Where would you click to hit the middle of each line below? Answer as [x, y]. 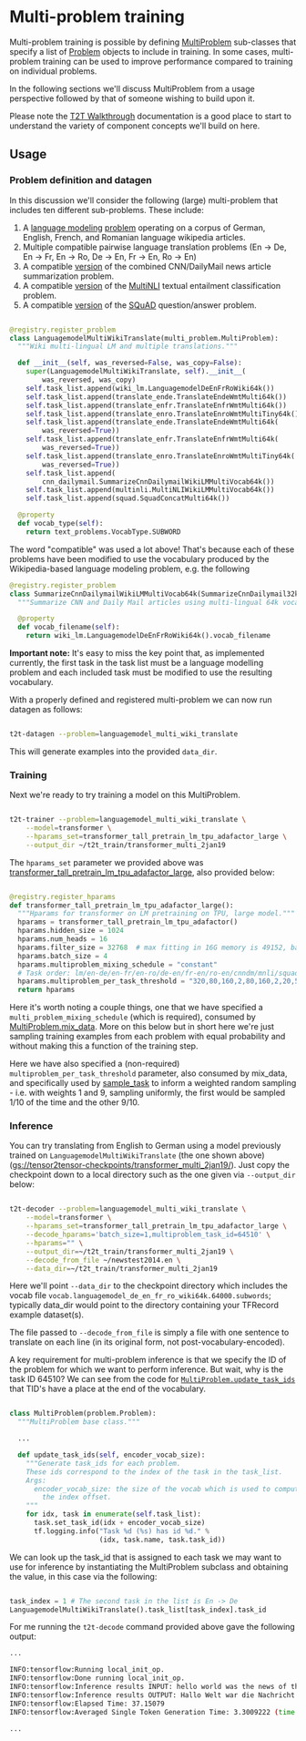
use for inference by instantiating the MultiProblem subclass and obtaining [149, 1567]
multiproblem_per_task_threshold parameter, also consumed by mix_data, [148, 1073]
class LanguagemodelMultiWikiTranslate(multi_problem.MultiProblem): [144, 338]
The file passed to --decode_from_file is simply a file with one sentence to [149, 1333]
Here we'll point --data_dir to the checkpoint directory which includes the [149, 1285]
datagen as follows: [46, 709]
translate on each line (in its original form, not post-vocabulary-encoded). [147, 1342]
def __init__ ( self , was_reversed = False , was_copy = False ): [130, 363]
